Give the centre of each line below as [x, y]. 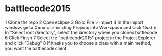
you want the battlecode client [36, 48]
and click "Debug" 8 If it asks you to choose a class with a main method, [78, 43]
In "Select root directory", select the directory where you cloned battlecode [81, 32]
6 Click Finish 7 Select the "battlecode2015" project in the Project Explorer [80, 38]
